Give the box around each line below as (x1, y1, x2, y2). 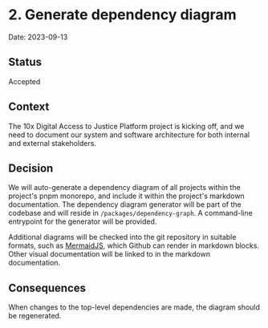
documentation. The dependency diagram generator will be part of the (8, 200, 242, 209)
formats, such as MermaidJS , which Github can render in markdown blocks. (8, 241, 259, 250)
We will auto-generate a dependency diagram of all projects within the (8, 183, 241, 192)
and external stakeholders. (8, 138, 96, 148)
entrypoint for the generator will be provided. (8, 217, 157, 226)
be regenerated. (8, 311, 62, 321)
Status (8, 55, 43, 69)
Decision (8, 161, 54, 175)
